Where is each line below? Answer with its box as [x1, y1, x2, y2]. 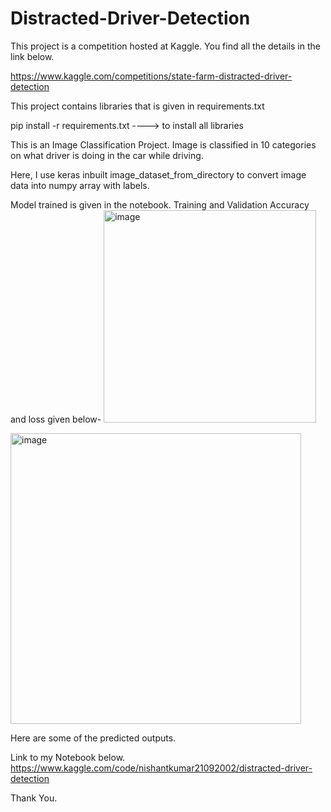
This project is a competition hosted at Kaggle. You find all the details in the [10, 40, 321, 52]
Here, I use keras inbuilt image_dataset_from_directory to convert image [10, 168, 307, 181]
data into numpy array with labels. [10, 179, 150, 191]
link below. [10, 50, 55, 62]
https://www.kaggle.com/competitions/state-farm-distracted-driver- [10, 70, 293, 82]
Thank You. [10, 792, 58, 804]
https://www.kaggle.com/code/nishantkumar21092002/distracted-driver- [10, 762, 313, 774]
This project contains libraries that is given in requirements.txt [10, 100, 265, 112]
